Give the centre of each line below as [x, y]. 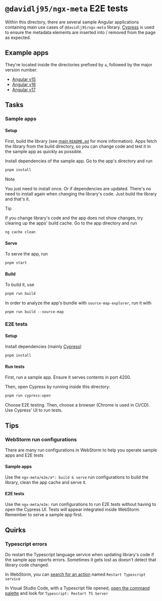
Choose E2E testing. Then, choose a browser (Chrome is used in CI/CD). [78, 405]
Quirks [15, 530]
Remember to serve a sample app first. [44, 515]
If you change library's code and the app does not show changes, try [74, 218]
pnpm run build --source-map [34, 312]
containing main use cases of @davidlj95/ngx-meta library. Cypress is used [80, 27]
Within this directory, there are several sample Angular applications [72, 22]
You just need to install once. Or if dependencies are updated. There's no [78, 189]
